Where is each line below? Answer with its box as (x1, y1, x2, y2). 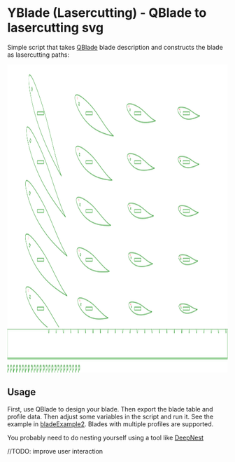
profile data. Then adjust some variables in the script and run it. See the (7, 412, 214, 421)
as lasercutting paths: (7, 50, 70, 59)
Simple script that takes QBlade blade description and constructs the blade (7, 43, 224, 51)
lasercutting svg (7, 20, 104, 36)
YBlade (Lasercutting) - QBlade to (7, 5, 207, 21)
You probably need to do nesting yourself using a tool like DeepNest (7, 433, 204, 442)
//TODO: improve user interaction (7, 447, 104, 455)
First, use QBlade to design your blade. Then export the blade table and (7, 405, 213, 413)
